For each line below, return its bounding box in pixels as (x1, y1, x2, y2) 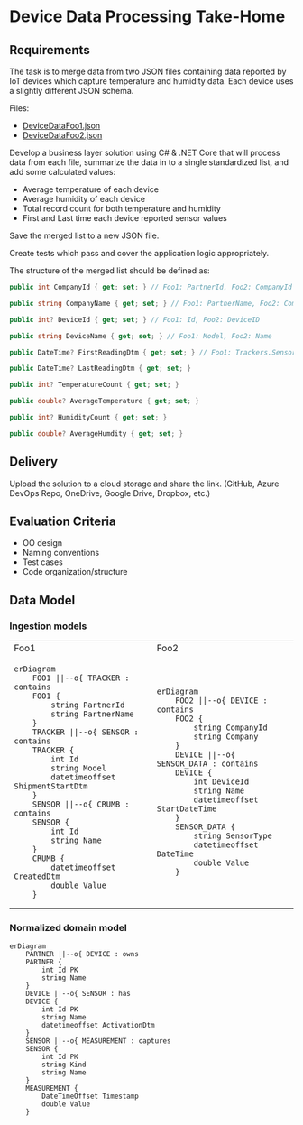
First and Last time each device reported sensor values (22, 213, 227, 223)
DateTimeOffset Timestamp (41, 1092, 140, 1102)
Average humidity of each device (22, 194, 146, 204)
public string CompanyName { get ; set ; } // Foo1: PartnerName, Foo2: (9, 299, 280, 308)
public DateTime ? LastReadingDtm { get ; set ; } (9, 364, 192, 373)
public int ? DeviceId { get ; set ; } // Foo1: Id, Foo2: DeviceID (9, 315, 261, 324)
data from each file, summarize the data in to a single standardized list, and (9, 157, 289, 168)
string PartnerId (50, 700, 125, 710)
